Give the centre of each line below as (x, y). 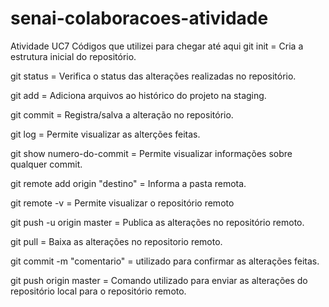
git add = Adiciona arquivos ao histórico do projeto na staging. (138, 95)
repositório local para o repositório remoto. (98, 291)
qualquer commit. (46, 164)
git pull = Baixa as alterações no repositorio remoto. (116, 241)
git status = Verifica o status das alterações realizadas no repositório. (153, 76)
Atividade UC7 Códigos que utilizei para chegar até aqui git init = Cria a (157, 46)
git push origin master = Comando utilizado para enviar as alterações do (159, 280)
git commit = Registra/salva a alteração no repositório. (122, 114)
